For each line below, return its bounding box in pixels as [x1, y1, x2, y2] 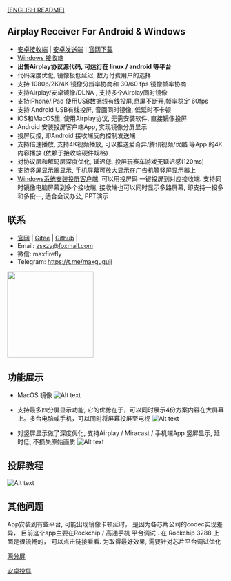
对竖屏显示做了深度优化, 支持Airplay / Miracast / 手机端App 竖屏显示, [17, 429, 212, 437]
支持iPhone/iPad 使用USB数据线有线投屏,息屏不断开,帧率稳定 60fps [17, 97, 209, 105]
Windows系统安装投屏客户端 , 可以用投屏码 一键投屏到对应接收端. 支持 [17, 174, 216, 182]
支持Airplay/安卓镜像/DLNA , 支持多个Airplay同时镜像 [17, 88, 168, 96]
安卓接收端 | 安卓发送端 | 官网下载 [17, 45, 113, 53]
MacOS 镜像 [17, 391, 52, 399]
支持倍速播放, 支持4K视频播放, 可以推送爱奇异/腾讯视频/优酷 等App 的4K [17, 140, 223, 148]
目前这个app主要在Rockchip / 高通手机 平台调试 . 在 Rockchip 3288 [20, 528, 212, 537]
